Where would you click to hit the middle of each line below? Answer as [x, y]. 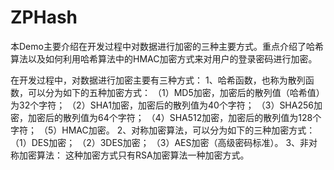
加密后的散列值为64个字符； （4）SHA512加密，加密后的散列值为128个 [174, 117]
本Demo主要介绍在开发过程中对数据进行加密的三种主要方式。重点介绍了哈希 [167, 46]
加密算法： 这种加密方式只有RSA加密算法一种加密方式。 [134, 155]
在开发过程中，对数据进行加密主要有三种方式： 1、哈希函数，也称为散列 [158, 80]
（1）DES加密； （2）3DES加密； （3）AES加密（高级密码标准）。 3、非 [160, 142]
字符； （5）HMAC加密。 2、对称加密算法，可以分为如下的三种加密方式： [163, 130]
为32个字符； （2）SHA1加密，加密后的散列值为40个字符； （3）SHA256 [162, 105]
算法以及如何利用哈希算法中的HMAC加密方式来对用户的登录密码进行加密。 [164, 58]
